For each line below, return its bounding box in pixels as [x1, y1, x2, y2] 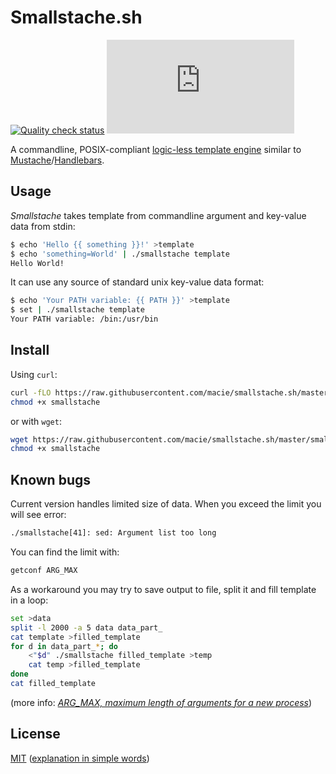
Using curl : [10, 368, 58, 380]
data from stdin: [10, 220, 76, 232]
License [10, 726, 61, 743]
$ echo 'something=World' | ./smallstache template [10, 249, 230, 259]
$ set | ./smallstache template [10, 305, 145, 315]
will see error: [10, 509, 67, 521]
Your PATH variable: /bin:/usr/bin [10, 314, 159, 325]
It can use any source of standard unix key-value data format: [10, 276, 265, 288]
